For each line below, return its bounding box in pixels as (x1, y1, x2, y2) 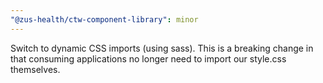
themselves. (10, 63, 61, 75)
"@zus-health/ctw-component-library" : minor (10, 14, 199, 25)
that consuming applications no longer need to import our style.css (10, 52, 287, 65)
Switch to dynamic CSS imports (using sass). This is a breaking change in (10, 42, 314, 54)
